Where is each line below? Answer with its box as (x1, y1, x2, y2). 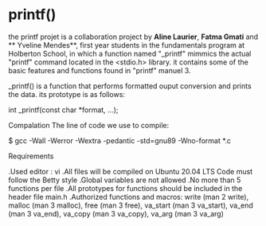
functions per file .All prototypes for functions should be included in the (8, 183, 243, 193)
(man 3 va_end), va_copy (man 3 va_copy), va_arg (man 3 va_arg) (8, 208, 225, 218)
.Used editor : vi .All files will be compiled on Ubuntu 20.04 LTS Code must (8, 166, 253, 176)
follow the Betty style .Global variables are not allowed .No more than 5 (8, 175, 241, 185)
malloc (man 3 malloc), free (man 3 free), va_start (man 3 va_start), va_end (8, 201, 253, 210)
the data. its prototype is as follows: (8, 89, 126, 99)
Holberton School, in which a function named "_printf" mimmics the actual (8, 49, 252, 58)
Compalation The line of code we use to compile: (8, 120, 170, 130)
